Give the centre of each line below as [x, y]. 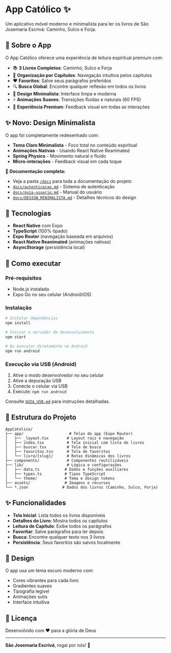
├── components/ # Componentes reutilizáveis [67, 461]
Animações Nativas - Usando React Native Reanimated [71, 150]
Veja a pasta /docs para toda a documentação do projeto [72, 181]
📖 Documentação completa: [35, 171]
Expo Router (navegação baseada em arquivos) [63, 236]
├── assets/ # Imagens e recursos [58, 483]
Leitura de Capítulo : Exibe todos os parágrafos [62, 526]
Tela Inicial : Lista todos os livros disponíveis [59, 515]
